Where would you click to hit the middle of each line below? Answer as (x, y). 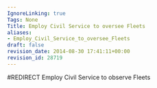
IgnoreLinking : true (37, 13)
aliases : (20, 32)
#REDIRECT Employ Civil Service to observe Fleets (79, 77)
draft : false (26, 45)
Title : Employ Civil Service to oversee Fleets (76, 26)
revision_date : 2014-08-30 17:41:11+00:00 (69, 52)
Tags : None (23, 20)
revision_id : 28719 (35, 58)
